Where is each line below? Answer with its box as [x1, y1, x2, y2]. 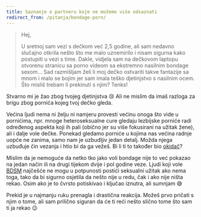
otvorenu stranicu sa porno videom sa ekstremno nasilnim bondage [20, 61, 189, 69]
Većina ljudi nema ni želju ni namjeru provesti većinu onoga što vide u [6, 111, 179, 118]
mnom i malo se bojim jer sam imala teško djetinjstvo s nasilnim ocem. [20, 75, 195, 82]
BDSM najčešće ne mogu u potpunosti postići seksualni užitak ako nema [6, 167, 187, 174]
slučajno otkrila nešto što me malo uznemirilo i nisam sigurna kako [20, 49, 186, 56]
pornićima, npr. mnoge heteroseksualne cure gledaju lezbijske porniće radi [6, 117, 191, 124]
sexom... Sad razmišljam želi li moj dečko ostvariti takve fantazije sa [20, 68, 190, 75]
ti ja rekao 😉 [6, 204, 38, 211]
